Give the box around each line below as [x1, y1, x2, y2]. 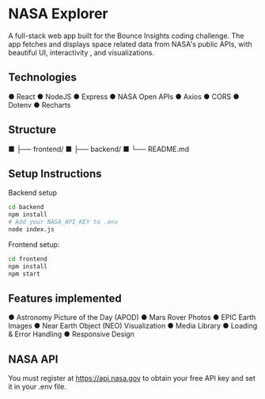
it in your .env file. [8, 382, 67, 392]
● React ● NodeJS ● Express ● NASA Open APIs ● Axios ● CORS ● [8, 92, 240, 101]
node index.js [8, 226, 55, 234]
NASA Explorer [8, 5, 108, 23]
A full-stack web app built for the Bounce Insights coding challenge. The [8, 31, 244, 40]
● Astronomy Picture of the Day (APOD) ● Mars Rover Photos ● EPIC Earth [8, 313, 256, 322]
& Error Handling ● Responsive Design [8, 329, 134, 339]
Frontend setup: [8, 239, 60, 249]
